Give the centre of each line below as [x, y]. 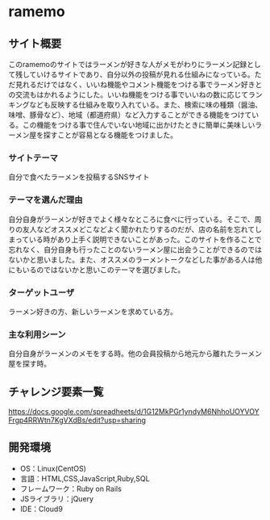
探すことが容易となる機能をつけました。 [110, 135]
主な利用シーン [37, 334]
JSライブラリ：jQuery [57, 498]
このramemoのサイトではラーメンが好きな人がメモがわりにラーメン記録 [128, 64]
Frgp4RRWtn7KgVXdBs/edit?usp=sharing [77, 420]
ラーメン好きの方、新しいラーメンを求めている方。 [93, 311]
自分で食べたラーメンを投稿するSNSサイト [79, 177]
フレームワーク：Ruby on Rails [71, 489]
